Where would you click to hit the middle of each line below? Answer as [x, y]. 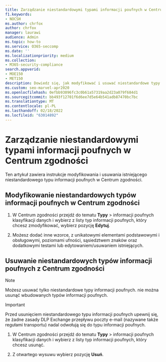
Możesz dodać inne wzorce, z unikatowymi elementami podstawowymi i [86, 235]
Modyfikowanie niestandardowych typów [71, 195]
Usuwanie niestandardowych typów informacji [79, 261]
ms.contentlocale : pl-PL [31, 106]
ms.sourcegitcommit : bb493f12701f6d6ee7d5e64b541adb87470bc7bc [72, 97]
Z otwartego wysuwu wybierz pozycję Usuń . [58, 355]
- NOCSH [13, 19]
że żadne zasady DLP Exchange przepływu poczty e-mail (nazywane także [82, 320]
